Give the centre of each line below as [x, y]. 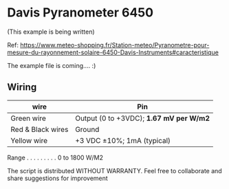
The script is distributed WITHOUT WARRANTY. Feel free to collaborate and [115, 170]
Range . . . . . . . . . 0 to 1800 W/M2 [55, 157]
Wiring [22, 87]
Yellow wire [29, 140]
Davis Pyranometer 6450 [80, 13]
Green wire [29, 118]
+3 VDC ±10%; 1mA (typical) [123, 140]
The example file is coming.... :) [52, 65]
